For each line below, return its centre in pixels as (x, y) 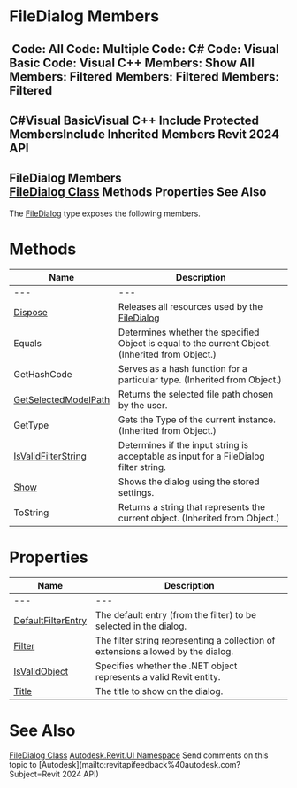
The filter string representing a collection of (186, 640)
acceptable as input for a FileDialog (191, 456)
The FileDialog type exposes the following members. (105, 213)
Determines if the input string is (183, 444)
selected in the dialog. (141, 626)
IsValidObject (41, 671)
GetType (31, 425)
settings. (136, 492)
